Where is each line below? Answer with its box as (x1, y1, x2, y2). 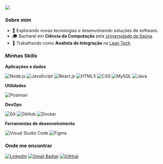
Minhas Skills (5, 52, 38, 59)
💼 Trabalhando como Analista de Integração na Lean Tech (12, 40, 131, 46)
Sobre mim (5, 16, 32, 23)
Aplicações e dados (5, 64, 46, 70)
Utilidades (5, 82, 26, 88)
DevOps (5, 101, 22, 107)
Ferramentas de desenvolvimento (5, 120, 75, 126)
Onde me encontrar (5, 142, 52, 149)
